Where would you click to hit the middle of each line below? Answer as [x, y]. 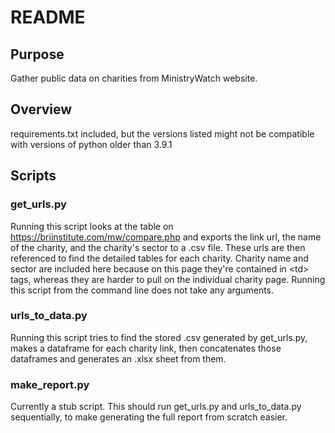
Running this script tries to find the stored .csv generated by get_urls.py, [159, 337]
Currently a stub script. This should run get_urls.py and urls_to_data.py [156, 407]
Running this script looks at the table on [92, 226]
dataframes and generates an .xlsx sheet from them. [118, 358]
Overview [41, 109]
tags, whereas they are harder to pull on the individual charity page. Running [168, 279]
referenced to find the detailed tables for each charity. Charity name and [159, 258]
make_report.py [50, 384]
